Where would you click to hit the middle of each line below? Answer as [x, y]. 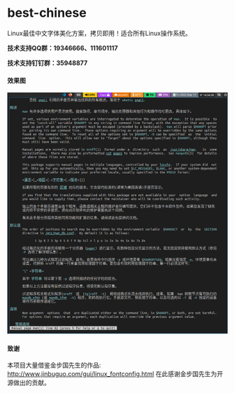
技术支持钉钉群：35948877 [48, 63]
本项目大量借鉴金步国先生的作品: [54, 365]
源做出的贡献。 [29, 382]
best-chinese [47, 13]
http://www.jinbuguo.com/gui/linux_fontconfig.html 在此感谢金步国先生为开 [115, 374]
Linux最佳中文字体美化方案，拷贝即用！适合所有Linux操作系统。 [99, 33]
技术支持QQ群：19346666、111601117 [63, 48]
